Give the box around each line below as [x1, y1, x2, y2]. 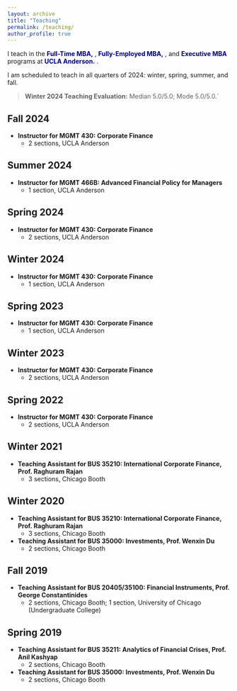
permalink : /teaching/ [7, 23, 74, 30]
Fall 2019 [7, 564, 48, 576]
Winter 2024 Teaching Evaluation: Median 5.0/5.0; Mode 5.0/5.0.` [24, 92, 219, 101]
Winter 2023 [7, 347, 65, 359]
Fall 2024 [7, 113, 50, 125]
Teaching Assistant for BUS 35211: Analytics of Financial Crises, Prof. [17, 646, 226, 654]
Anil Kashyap [17, 653, 58, 661]
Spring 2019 [7, 627, 62, 639]
